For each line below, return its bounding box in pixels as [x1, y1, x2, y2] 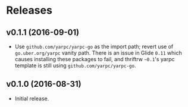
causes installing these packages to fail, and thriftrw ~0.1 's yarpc [14, 56, 175, 62]
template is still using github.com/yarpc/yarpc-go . [14, 62, 136, 69]
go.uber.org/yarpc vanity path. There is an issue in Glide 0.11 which [14, 49, 183, 56]
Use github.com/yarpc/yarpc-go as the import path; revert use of [14, 43, 174, 50]
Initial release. [14, 95, 49, 102]
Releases [6, 4, 52, 17]
